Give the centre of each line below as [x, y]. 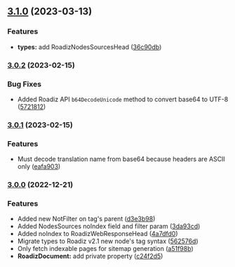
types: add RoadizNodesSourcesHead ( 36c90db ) [89, 47]
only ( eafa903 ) [39, 167]
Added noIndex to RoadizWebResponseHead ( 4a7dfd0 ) [98, 234]
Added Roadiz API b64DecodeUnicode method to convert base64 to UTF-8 [123, 99]
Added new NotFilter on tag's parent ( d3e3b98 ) [86, 219]
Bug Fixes [25, 84]
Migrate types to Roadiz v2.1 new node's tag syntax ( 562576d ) [108, 241]
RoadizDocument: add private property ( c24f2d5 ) [90, 256]
